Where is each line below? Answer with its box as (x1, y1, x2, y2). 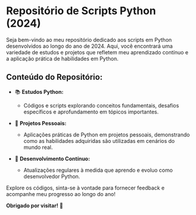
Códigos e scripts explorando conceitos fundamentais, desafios (23, 102, 179, 109)
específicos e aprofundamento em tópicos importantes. (23, 108, 159, 115)
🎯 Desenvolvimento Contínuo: (14, 155, 90, 162)
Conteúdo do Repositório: (6, 72, 103, 82)
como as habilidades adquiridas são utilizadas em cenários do (23, 137, 175, 144)
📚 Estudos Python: (14, 88, 64, 95)
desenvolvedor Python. (23, 172, 80, 180)
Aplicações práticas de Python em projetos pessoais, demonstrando (23, 131, 190, 138)
